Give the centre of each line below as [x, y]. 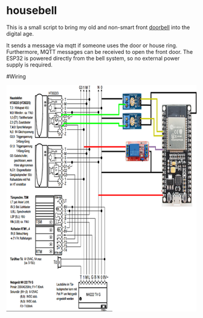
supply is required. [30, 65]
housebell [32, 11]
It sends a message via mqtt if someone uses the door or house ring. [92, 45]
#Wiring [16, 76]
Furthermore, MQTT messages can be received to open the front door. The [100, 51]
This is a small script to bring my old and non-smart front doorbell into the [98, 27]
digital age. [20, 33]
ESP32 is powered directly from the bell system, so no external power [93, 58]
